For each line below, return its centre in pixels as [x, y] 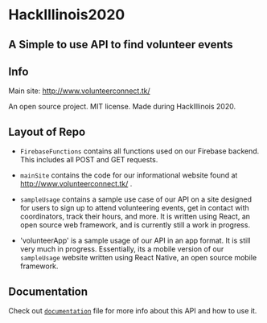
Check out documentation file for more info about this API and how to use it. [133, 311]
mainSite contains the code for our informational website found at [129, 175]
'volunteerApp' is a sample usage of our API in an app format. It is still [135, 241]
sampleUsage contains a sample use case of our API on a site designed [136, 199]
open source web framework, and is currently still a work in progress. [135, 225]
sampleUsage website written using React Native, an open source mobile [138, 258]
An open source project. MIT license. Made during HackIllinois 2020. [122, 107]
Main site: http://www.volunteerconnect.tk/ [79, 91]
